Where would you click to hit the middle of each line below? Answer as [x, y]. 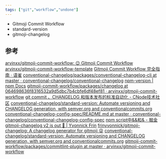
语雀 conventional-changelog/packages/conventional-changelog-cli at [85, 75]
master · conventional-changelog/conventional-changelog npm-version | [79, 81]
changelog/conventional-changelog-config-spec [55, 120]
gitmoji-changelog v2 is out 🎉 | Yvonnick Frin [51, 125]
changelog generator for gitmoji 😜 [68, 131]
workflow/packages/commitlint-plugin [44, 147]
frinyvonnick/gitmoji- [119, 125]
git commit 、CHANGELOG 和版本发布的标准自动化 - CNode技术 [90, 97]
